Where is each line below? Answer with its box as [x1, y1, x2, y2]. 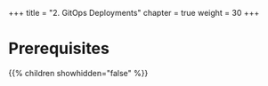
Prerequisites [8, 39, 110, 59]
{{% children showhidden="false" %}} [8, 67, 149, 78]
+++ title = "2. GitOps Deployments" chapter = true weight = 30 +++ [8, 8, 260, 18]
